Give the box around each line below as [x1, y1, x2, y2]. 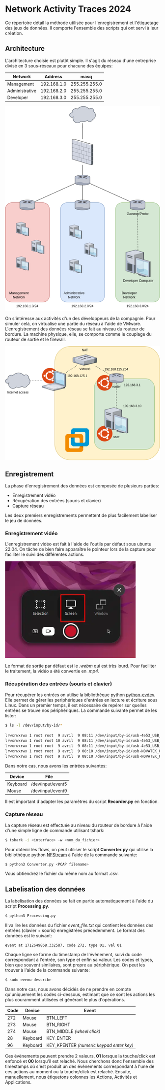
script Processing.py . [5, 903, 50, 909]
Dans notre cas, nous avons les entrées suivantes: [5, 763, 107, 769]
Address [44, 74, 62, 80]
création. [5, 30, 23, 36]
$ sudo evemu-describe [5, 977, 52, 983]
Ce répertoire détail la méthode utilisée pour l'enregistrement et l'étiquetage [5, 20, 159, 26]
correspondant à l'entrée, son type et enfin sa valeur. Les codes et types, [5, 957, 154, 963]
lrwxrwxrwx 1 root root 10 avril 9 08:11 [5, 738, 93, 743]
